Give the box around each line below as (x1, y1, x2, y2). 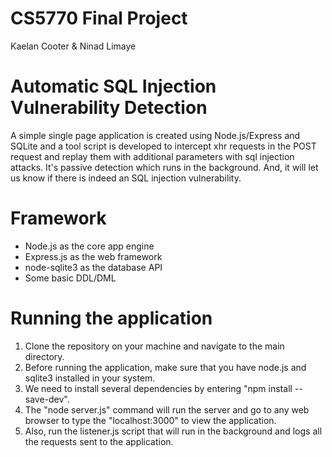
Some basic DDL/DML (24, 272, 117, 284)
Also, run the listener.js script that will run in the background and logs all (24, 425, 323, 437)
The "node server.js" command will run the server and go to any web (24, 403, 310, 416)
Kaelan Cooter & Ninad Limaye (10, 40, 137, 52)
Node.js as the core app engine (24, 240, 155, 252)
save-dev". (24, 393, 70, 405)
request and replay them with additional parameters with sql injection (10, 150, 295, 162)
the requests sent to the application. (24, 435, 174, 447)
